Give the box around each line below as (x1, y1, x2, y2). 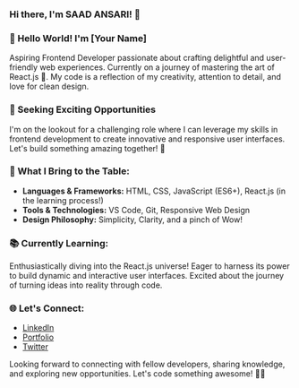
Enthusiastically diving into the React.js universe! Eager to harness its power (9, 261, 290, 272)
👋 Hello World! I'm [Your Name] (9, 31, 148, 44)
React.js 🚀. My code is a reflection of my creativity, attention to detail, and (9, 72, 282, 82)
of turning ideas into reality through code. (9, 280, 163, 290)
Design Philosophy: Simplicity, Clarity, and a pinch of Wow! (21, 214, 243, 225)
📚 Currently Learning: (9, 237, 109, 249)
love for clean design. (9, 81, 90, 92)
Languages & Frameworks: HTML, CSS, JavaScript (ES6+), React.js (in (21, 185, 286, 196)
